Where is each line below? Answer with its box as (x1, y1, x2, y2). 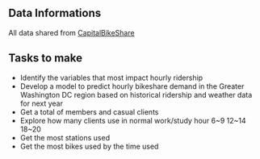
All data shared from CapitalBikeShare (8, 27, 135, 37)
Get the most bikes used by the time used (19, 141, 159, 151)
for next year (19, 98, 63, 108)
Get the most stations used (19, 132, 111, 142)
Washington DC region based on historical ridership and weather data (19, 90, 253, 99)
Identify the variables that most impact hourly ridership (19, 73, 203, 82)
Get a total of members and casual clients (19, 107, 159, 116)
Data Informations (8, 6, 102, 20)
